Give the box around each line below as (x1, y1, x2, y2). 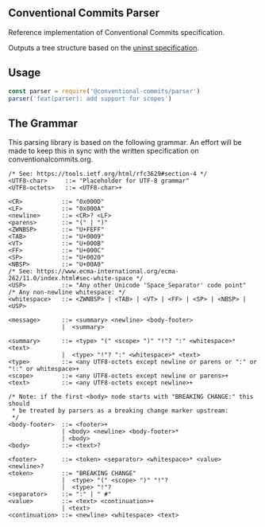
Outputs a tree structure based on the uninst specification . (8, 43, 200, 53)
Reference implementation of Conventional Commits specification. (8, 27, 225, 37)
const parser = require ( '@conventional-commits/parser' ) (8, 87, 201, 95)
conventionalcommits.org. (8, 154, 94, 164)
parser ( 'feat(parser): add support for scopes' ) (8, 95, 172, 103)
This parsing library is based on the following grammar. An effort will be (8, 138, 242, 147)
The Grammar (8, 116, 78, 130)
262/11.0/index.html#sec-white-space (8, 275, 133, 283)
